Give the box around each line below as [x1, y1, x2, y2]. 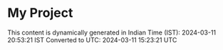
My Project [7, 5, 73, 21]
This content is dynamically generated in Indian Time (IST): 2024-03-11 [7, 28, 217, 37]
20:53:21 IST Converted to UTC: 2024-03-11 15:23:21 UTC [7, 35, 177, 44]
